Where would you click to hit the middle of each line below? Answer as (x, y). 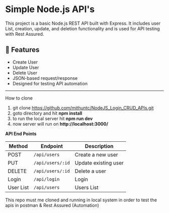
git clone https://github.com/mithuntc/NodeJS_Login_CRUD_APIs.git (83, 108)
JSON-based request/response (45, 78)
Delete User (25, 73)
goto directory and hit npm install (47, 113)
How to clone (19, 98)
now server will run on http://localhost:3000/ (60, 124)
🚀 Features (22, 50)
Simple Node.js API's (50, 9)
